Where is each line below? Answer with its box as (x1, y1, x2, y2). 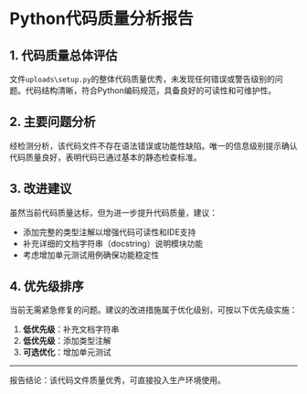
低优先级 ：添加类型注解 (22, 335, 111, 346)
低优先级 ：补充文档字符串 (22, 324, 120, 335)
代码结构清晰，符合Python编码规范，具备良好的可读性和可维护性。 (25, 85, 277, 96)
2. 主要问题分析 (9, 114, 96, 130)
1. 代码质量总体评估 (9, 48, 118, 63)
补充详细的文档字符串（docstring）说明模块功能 (22, 238, 204, 249)
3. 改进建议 (9, 181, 72, 197)
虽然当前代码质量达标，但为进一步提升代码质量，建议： (9, 207, 217, 218)
